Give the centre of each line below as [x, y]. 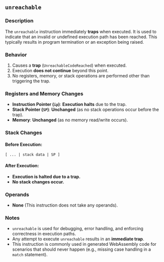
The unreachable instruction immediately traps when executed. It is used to [81, 31]
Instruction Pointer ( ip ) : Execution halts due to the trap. [69, 105]
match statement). [30, 255]
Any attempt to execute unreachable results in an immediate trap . [78, 239]
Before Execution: [24, 144]
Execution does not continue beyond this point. [60, 70]
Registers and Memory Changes [44, 94]
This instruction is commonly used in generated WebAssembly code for [84, 244]
